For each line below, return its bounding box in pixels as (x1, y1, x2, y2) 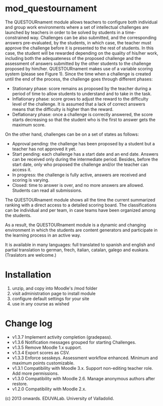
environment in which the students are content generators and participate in (5, 227, 158, 233)
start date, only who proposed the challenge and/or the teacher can (12, 162, 148, 167)
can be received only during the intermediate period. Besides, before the (12, 156, 158, 162)
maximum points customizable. (12, 360, 75, 366)
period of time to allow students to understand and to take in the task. (12, 91, 152, 97)
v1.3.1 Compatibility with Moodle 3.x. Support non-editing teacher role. (12, 365, 153, 371)
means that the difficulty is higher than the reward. (12, 106, 114, 112)
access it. (12, 166, 32, 172)
